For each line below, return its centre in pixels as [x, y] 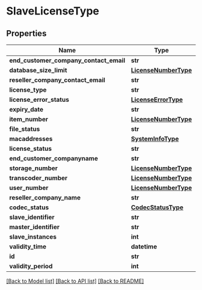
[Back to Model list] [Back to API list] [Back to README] [75, 281]
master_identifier [35, 227]
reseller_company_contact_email [57, 80]
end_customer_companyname [54, 158]
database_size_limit [38, 70]
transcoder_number [38, 178]
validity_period [31, 266]
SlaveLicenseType [53, 11]
